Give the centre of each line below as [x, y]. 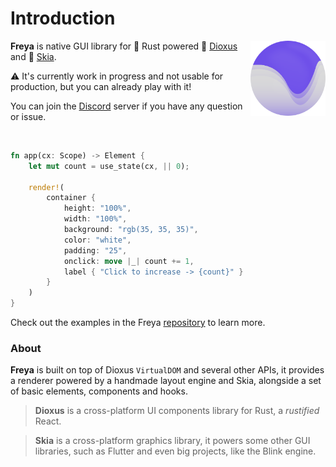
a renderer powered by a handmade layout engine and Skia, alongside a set [166, 381]
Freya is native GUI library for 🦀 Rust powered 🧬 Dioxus [124, 46]
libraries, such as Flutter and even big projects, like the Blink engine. [175, 451]
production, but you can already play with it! [101, 86]
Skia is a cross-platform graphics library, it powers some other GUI [172, 441]
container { [71, 198]
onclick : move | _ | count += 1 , [129, 261]
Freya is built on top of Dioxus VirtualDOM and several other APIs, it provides [167, 370]
